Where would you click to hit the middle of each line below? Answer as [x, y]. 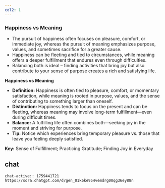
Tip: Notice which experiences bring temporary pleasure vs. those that [86, 133]
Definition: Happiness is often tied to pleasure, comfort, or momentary [86, 90]
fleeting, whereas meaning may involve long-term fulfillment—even [82, 112]
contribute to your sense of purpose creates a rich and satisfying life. [84, 71]
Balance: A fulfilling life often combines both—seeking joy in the [79, 122]
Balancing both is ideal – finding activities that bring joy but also [78, 65]
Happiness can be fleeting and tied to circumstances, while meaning [83, 55]
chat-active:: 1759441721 [32, 176]
